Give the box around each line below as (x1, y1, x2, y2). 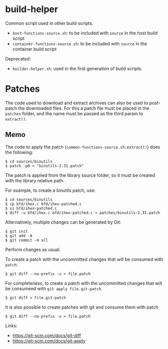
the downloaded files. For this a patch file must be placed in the (18, 105, 149, 111)
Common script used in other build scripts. (5, 20, 94, 26)
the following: (5, 149, 34, 155)
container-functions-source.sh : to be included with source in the (12, 40, 147, 46)
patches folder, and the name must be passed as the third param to (5, 110, 143, 116)
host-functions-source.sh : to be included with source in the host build (12, 30, 158, 36)
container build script (12, 46, 57, 52)
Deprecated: (5, 55, 31, 61)
